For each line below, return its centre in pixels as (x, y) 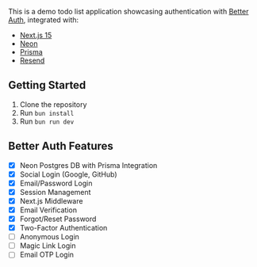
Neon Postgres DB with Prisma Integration (88, 165)
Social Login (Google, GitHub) (68, 174)
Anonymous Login (49, 237)
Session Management (55, 192)
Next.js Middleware (51, 200)
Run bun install (47, 113)
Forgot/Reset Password (58, 219)
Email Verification (48, 210)
